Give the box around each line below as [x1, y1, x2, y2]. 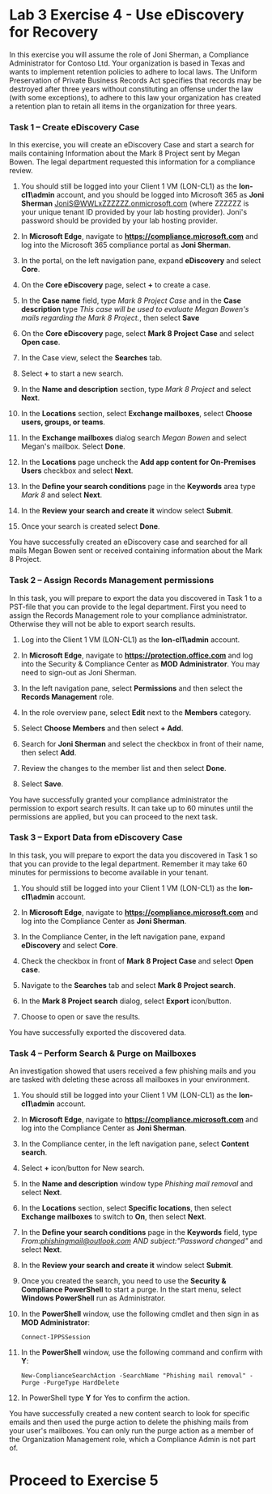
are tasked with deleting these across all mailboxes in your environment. [9, 1075, 250, 1084]
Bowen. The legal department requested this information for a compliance [9, 157, 256, 167]
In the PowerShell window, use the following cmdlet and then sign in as [20, 1309, 260, 1319]
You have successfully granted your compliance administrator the [9, 794, 229, 804]
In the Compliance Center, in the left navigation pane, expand [20, 931, 226, 941]
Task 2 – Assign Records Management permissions [9, 575, 215, 586]
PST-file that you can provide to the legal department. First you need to [9, 602, 247, 611]
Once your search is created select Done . [20, 521, 160, 531]
